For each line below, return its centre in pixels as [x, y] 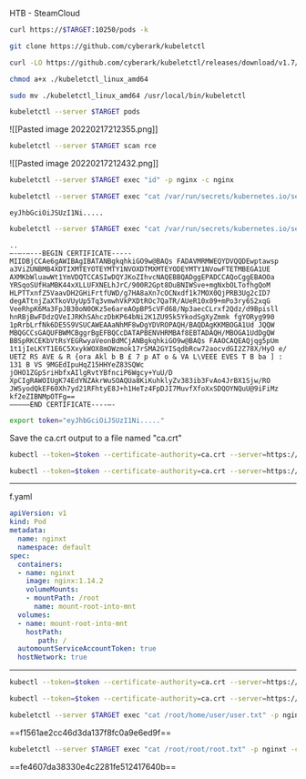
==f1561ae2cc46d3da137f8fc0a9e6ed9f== [90, 733]
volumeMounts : [52, 590]
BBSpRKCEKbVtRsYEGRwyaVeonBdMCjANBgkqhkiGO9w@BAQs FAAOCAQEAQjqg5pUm [144, 340]
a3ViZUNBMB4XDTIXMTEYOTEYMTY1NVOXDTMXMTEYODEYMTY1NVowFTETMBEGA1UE [140, 269]
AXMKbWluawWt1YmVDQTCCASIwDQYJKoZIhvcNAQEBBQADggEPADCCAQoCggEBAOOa [142, 277]
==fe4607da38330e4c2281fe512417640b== [93, 766]
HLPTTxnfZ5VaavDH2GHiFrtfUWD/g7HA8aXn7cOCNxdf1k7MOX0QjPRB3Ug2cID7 [140, 293]
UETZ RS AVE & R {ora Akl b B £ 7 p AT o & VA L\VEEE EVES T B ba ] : [146, 357]
